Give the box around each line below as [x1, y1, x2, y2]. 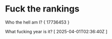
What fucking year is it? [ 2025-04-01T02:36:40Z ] [5, 28, 108, 34]
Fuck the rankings [5, 3, 80, 14]
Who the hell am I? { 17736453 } [5, 19, 70, 25]
